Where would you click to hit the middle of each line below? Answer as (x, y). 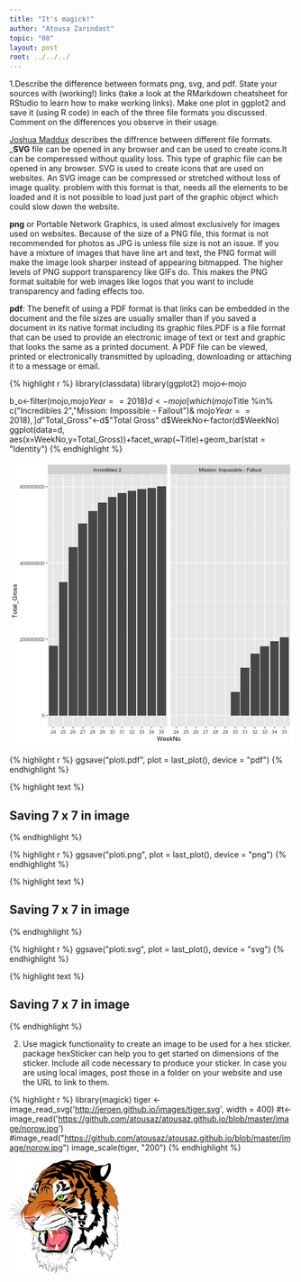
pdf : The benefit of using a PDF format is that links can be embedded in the (150, 309)
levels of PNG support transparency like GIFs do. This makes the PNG (139, 272)
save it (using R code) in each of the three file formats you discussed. (138, 113)
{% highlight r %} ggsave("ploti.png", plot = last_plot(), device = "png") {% (148, 854)
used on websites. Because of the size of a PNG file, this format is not (139, 234)
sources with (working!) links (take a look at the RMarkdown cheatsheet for (149, 94)
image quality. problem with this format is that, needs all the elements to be (149, 188)
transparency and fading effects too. (77, 291)
